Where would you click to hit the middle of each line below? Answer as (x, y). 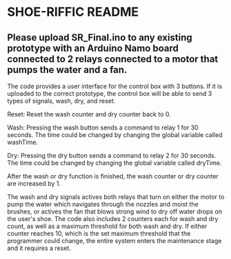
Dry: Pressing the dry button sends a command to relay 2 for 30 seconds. (112, 155)
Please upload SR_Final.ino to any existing (100, 38)
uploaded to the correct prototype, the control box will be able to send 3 (110, 93)
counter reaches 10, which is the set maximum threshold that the (99, 234)
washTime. (22, 142)
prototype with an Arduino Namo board (93, 48)
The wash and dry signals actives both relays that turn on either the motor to (116, 197)
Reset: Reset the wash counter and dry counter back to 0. (89, 114)
